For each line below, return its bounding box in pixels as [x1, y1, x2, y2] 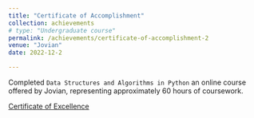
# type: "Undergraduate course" [8, 26, 116, 34]
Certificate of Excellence [8, 101, 89, 111]
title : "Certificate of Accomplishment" [8, 11, 145, 20]
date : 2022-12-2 [8, 49, 62, 57]
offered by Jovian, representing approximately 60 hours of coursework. [8, 86, 244, 96]
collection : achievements [8, 19, 94, 27]
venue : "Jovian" [8, 41, 62, 49]
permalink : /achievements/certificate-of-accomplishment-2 [8, 33, 209, 42]
